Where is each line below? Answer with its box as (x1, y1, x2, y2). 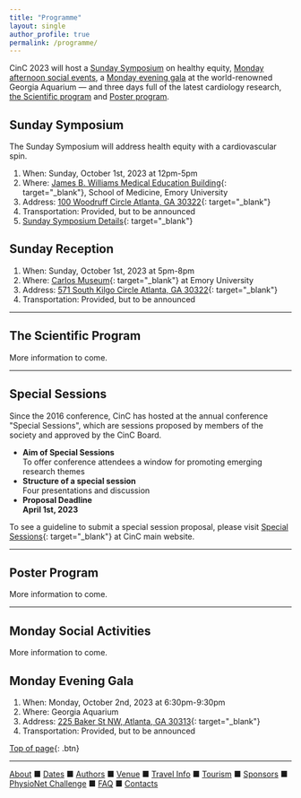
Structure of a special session (21, 475, 136, 486)
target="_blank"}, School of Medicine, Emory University (21, 187, 228, 198)
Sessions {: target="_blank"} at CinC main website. (9, 531, 195, 542)
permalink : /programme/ (9, 38, 99, 48)
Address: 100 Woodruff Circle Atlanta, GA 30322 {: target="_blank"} (21, 196, 271, 207)
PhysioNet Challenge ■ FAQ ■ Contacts (9, 777, 159, 789)
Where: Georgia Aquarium (21, 706, 119, 717)
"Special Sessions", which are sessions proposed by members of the (9, 420, 264, 430)
